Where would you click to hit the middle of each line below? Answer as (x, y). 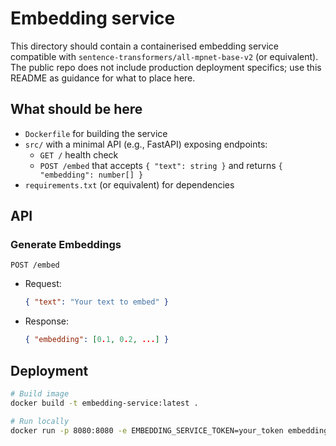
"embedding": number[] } (91, 175)
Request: (43, 284)
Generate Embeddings (66, 245)
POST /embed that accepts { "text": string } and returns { (161, 165)
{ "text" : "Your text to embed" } (96, 302)
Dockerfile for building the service (96, 133)
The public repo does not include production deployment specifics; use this (166, 67)
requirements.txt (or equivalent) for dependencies (129, 184)
